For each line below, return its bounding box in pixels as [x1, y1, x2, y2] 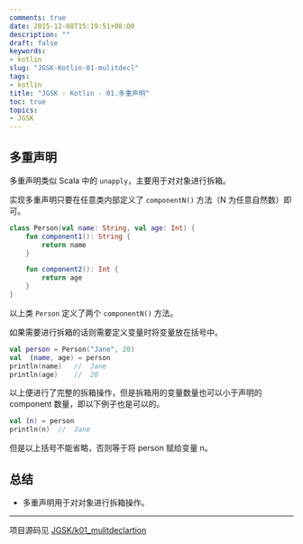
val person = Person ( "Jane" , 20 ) [9, 345, 135, 354]
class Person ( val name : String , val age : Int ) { [9, 223, 196, 233]
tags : [9, 72, 30, 81]
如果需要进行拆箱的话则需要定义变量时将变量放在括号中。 [9, 327, 223, 337]
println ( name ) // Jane [9, 362, 106, 371]
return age [41, 273, 83, 282]
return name [41, 240, 87, 249]
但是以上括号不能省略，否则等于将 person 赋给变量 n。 [9, 443, 214, 454]
